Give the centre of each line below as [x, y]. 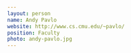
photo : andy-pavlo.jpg [40, 39]
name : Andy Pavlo [32, 20]
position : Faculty [33, 33]
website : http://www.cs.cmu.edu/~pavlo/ [66, 26]
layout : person [29, 13]
